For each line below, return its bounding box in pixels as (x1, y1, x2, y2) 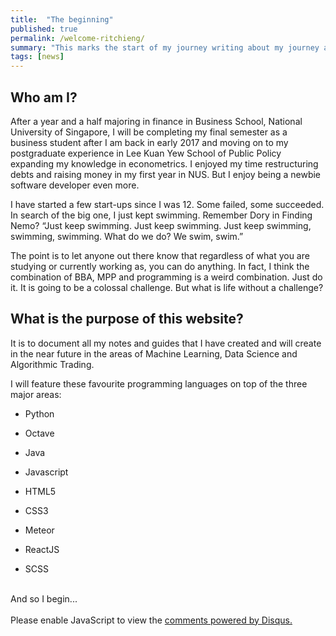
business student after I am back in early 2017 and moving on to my (10, 136, 289, 148)
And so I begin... (10, 592, 78, 605)
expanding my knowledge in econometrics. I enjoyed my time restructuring (10, 157, 319, 170)
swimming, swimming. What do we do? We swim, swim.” (10, 230, 244, 242)
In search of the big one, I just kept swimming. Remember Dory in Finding (10, 209, 313, 221)
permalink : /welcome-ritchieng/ (10, 33, 145, 43)
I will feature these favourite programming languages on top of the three (10, 377, 308, 390)
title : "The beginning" (10, 14, 114, 25)
